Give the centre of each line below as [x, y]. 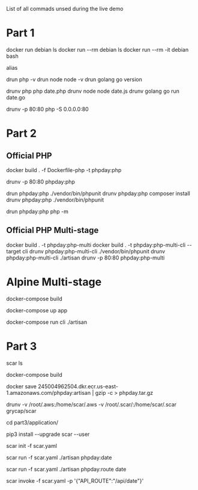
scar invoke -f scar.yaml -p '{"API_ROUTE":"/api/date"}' [75, 480]
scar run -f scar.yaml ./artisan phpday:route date [66, 469]
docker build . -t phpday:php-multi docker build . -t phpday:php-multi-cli [96, 245]
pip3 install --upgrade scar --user [48, 434]
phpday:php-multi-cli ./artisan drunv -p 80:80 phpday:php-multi [85, 258]
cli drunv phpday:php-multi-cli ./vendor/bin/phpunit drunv [94, 251]
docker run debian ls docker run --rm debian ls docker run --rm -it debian [97, 49]
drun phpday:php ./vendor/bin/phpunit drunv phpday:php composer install [98, 193]
